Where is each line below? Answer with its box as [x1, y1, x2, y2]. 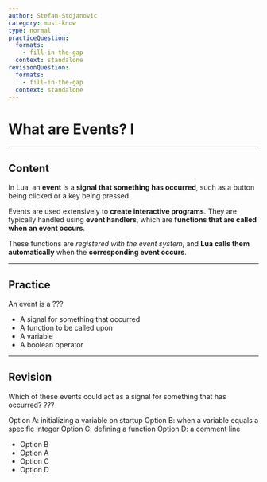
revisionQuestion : [8, 64, 69, 72]
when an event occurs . [8, 224, 86, 233]
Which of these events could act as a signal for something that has [8, 391, 226, 401]
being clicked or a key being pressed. [8, 191, 131, 201]
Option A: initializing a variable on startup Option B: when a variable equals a [8, 415, 259, 425]
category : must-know [8, 19, 77, 27]
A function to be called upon [19, 323, 114, 332]
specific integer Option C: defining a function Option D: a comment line [8, 424, 241, 433]
